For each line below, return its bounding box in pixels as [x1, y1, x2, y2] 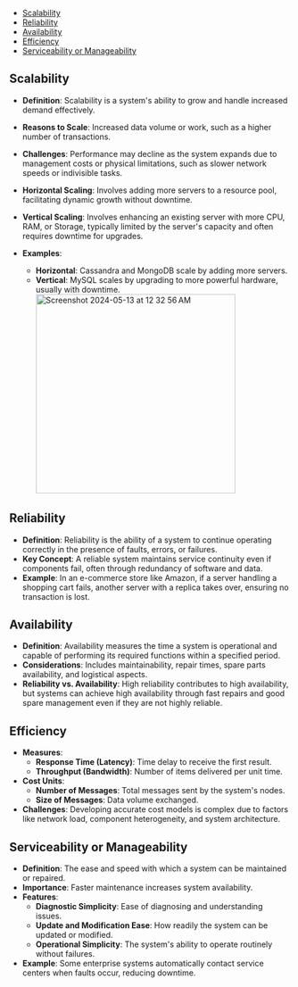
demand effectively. [21, 104, 95, 115]
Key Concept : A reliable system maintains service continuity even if [21, 553, 272, 564]
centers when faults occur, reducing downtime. [21, 967, 196, 978]
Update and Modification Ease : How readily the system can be [35, 920, 269, 931]
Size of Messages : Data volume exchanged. [35, 794, 199, 806]
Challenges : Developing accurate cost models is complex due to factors [21, 804, 288, 815]
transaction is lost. [21, 591, 91, 601]
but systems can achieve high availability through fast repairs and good [21, 688, 286, 699]
